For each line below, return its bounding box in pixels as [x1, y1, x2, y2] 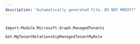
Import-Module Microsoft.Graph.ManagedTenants [5, 25, 105, 30]
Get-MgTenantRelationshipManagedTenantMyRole [5, 34, 102, 39]
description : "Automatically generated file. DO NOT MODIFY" [5, 7, 136, 12]
